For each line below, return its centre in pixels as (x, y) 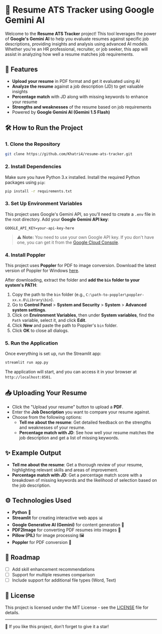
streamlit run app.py (27, 363)
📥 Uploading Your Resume (46, 393)
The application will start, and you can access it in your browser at (71, 372)
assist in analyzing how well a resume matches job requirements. (69, 54)
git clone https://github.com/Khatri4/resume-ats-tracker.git (69, 154)
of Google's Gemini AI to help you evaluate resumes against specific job (77, 39)
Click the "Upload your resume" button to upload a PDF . (67, 407)
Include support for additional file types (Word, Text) (64, 580)
